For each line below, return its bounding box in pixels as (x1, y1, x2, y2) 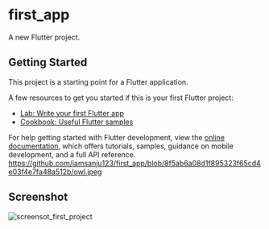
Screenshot (8, 190, 68, 204)
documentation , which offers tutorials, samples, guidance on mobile (8, 141, 234, 151)
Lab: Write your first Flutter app (19, 108, 125, 118)
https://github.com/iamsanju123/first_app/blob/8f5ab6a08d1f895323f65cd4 (8, 158, 262, 168)
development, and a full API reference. (8, 149, 136, 159)
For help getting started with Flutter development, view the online (8, 132, 226, 142)
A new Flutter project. (8, 32, 81, 42)
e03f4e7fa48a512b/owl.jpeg (8, 167, 102, 177)
